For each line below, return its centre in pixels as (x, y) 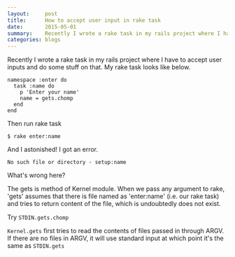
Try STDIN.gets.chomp (38, 217)
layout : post (33, 14)
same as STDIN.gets (36, 246)
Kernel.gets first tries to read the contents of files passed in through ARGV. (116, 231)
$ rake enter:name (34, 137)
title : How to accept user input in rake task (84, 20)
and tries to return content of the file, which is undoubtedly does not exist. (114, 204)
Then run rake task (34, 124)
